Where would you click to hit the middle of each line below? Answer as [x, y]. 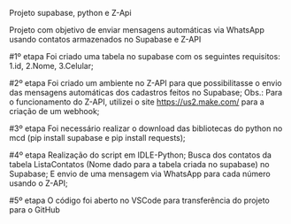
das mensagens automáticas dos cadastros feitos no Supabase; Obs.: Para [146, 93]
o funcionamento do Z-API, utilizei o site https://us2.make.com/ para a [137, 102]
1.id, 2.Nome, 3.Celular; [52, 66]
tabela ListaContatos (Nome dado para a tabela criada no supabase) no [139, 164]
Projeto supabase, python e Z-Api [70, 13]
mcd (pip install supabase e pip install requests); [97, 138]
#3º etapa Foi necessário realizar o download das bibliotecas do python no [146, 128]
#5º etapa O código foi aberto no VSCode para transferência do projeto [139, 200]
